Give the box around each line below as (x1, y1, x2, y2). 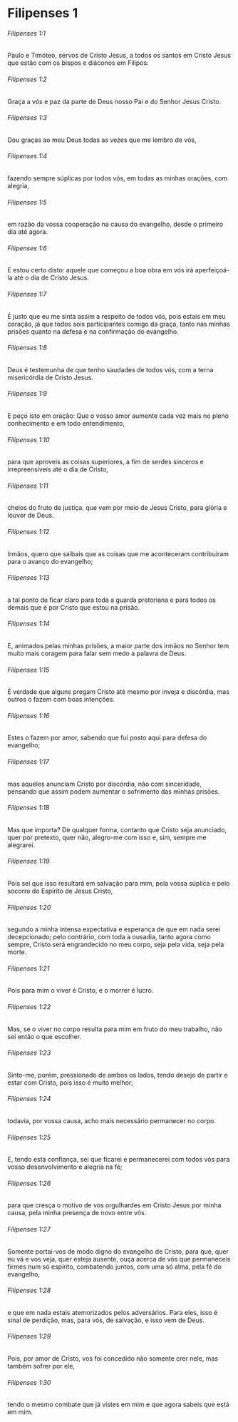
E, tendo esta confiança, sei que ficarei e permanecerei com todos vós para (7, 1155, 230, 1164)
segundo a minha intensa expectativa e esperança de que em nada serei (7, 925, 221, 933)
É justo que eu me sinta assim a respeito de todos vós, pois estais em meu (7, 312, 226, 320)
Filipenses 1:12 (7, 528, 50, 536)
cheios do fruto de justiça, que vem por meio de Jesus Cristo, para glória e (7, 503, 227, 512)
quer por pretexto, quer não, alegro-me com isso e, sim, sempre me (7, 833, 207, 842)
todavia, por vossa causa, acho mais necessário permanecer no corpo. (7, 1117, 216, 1125)
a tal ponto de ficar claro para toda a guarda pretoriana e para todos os (7, 595, 216, 604)
